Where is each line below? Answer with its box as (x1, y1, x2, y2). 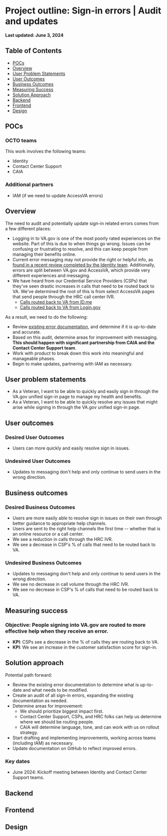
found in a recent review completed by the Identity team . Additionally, (12, 262, 156, 268)
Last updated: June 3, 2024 (5, 32, 64, 38)
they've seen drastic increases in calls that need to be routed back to (12, 283, 155, 289)
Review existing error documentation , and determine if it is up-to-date (12, 324, 156, 330)
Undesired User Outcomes (5, 457, 71, 464)
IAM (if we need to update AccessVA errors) (12, 192, 103, 198)
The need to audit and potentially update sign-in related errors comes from (5, 220, 159, 226)
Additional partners (5, 181, 54, 188)
